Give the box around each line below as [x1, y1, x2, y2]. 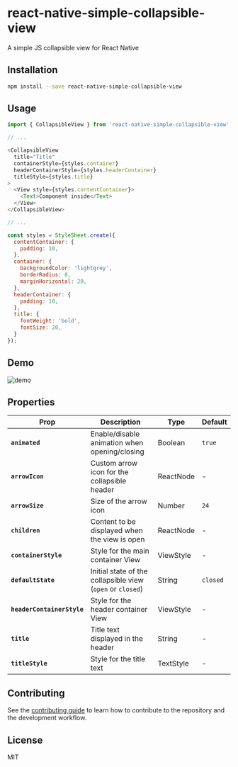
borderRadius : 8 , [20, 271, 72, 279]
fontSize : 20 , [20, 324, 62, 331]
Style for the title [90, 654, 146, 664]
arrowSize [11, 502, 44, 510]
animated [11, 439, 40, 447]
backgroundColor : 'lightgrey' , [20, 264, 113, 272]
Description [100, 417, 141, 427]
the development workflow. [7, 714, 87, 722]
